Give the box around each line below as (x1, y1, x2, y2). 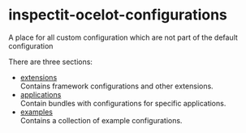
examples (19, 107, 53, 117)
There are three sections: (8, 57, 93, 66)
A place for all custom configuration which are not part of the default (8, 32, 238, 42)
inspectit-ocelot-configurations (8, 6, 227, 24)
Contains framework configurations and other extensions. (19, 81, 214, 91)
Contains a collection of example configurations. (19, 115, 183, 125)
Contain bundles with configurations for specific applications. (19, 98, 227, 108)
